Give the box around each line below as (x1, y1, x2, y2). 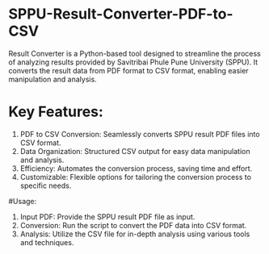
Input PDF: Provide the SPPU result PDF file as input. (19, 211, 195, 222)
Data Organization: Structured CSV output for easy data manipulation (19, 146, 250, 156)
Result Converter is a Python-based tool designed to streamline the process (8, 48, 261, 58)
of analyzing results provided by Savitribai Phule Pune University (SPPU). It (8, 57, 258, 67)
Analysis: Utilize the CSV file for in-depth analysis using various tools (19, 229, 250, 239)
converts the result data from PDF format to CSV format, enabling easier (8, 65, 249, 75)
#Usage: (8, 196, 37, 206)
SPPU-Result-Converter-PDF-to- (8, 5, 233, 23)
